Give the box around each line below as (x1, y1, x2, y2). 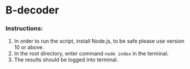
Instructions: (5, 25, 44, 33)
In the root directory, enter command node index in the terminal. (14, 50, 169, 57)
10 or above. (14, 44, 45, 51)
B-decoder (5, 4, 59, 17)
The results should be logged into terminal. (14, 56, 118, 63)
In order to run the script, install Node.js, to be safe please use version (14, 37, 185, 44)
